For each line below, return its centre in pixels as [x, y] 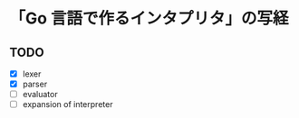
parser [35, 84]
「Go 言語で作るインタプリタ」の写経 [149, 18]
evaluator [40, 95]
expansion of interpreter [68, 104]
